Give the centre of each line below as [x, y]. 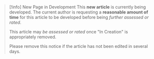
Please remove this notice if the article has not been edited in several [78, 46]
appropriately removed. [33, 37]
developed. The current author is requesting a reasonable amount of [78, 12]
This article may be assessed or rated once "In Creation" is [68, 32]
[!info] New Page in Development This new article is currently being [77, 7]
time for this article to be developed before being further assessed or [79, 17]
